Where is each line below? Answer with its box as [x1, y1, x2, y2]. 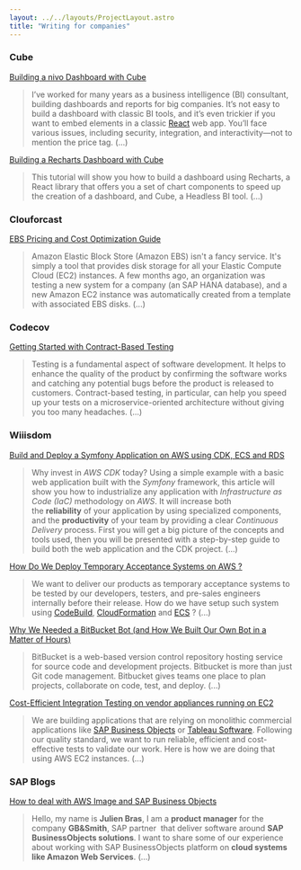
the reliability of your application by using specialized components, [31, 505, 282, 516]
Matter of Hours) [9, 634, 72, 644]
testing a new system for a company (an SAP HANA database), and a [31, 280, 288, 290]
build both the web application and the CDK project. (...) [31, 543, 238, 554]
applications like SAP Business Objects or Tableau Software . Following [31, 724, 293, 735]
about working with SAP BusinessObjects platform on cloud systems [31, 841, 288, 852]
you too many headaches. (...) [31, 406, 143, 418]
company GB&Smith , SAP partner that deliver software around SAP [31, 822, 284, 833]
